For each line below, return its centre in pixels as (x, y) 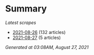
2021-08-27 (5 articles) (37, 37)
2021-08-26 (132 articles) (39, 32)
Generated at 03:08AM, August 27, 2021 (47, 47)
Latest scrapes (21, 22)
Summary (26, 9)
